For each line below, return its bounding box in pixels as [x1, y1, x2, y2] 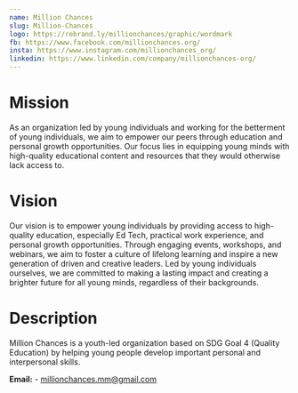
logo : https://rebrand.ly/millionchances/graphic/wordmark [9, 29, 233, 38]
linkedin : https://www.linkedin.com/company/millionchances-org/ [9, 54, 256, 63]
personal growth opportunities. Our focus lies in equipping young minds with [9, 140, 290, 151]
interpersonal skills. [9, 357, 81, 367]
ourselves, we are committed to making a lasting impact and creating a [9, 268, 269, 278]
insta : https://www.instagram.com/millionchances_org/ [9, 46, 217, 55]
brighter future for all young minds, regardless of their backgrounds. [9, 277, 260, 287]
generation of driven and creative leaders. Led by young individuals [9, 258, 257, 269]
